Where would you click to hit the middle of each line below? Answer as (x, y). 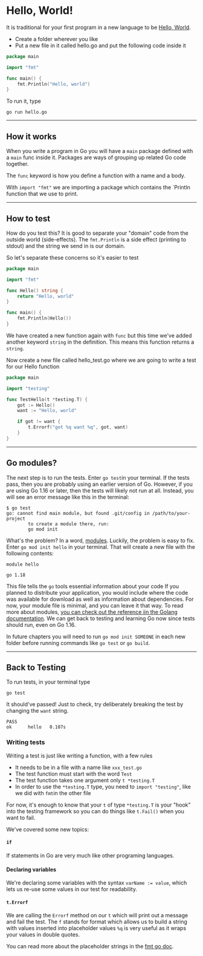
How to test (28, 218)
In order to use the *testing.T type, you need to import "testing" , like (103, 787)
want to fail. (21, 817)
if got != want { (39, 422)
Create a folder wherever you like (56, 39)
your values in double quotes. (43, 935)
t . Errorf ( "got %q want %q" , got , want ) (78, 427)
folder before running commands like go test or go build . (78, 643)
